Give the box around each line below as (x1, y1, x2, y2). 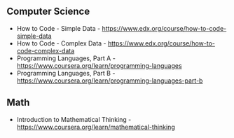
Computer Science (6, 6, 90, 18)
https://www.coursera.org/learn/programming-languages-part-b (16, 76, 203, 85)
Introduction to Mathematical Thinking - (16, 115, 132, 123)
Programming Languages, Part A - (16, 54, 116, 62)
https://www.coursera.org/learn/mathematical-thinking (16, 123, 176, 131)
